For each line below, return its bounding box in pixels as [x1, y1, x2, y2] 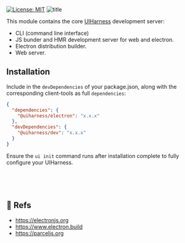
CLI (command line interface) [15, 29, 89, 37]
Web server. [15, 49, 46, 56]
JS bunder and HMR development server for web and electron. [15, 36, 175, 43]
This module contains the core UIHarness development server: [6, 18, 165, 24]
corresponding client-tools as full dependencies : [6, 89, 126, 97]
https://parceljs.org [15, 230, 64, 237]
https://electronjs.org [15, 216, 69, 223]
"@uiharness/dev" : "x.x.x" [17, 130, 86, 136]
